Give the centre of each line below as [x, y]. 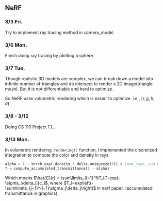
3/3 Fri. [14, 22]
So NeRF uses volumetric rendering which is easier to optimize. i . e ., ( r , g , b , [80, 99]
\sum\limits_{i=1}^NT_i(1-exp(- [90, 178]
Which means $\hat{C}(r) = [32, 178]
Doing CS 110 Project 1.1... [30, 127]
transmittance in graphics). [32, 193]
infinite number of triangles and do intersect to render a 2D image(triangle [79, 84]
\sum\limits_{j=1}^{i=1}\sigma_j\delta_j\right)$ [50, 188]
